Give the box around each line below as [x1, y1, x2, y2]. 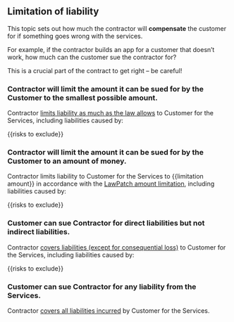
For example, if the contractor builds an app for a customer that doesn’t [7, 45, 215, 53]
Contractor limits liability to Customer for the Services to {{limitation [7, 172, 204, 181]
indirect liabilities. [7, 227, 70, 237]
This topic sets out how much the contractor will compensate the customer [7, 24, 227, 32]
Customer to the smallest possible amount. [7, 93, 159, 103]
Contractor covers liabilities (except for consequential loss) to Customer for [7, 243, 226, 252]
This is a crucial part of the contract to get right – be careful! [7, 66, 183, 75]
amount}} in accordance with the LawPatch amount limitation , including [7, 179, 215, 188]
